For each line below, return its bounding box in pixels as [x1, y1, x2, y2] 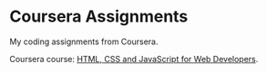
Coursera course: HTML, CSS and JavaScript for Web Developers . [9, 53, 259, 64]
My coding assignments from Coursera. [9, 36, 159, 47]
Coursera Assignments [9, 6, 189, 27]
